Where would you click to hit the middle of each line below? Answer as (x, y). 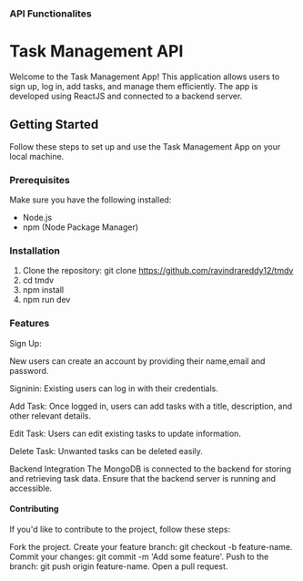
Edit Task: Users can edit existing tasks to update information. (125, 433)
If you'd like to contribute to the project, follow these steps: (120, 529)
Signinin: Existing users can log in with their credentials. (114, 388)
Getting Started (54, 124)
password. (29, 370)
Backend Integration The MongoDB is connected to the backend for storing (150, 469)
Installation (35, 251)
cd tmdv (38, 280)
